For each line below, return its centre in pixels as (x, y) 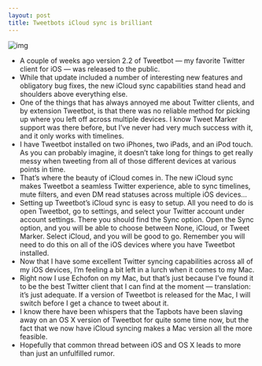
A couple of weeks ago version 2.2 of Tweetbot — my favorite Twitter (132, 61)
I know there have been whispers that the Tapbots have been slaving (131, 311)
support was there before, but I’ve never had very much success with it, (136, 128)
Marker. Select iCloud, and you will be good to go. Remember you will (132, 236)
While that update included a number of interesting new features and (131, 77)
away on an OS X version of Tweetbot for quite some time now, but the (134, 320)
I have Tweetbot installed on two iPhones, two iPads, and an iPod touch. (136, 144)
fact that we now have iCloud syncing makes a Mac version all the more (136, 328)
